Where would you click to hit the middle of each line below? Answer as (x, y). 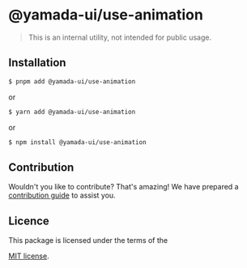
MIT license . (29, 256)
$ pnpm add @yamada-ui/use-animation (72, 81)
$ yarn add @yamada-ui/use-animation (72, 112)
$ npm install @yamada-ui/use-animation (78, 142)
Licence (29, 221)
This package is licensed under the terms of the (88, 240)
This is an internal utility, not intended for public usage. (120, 37)
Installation (37, 63)
